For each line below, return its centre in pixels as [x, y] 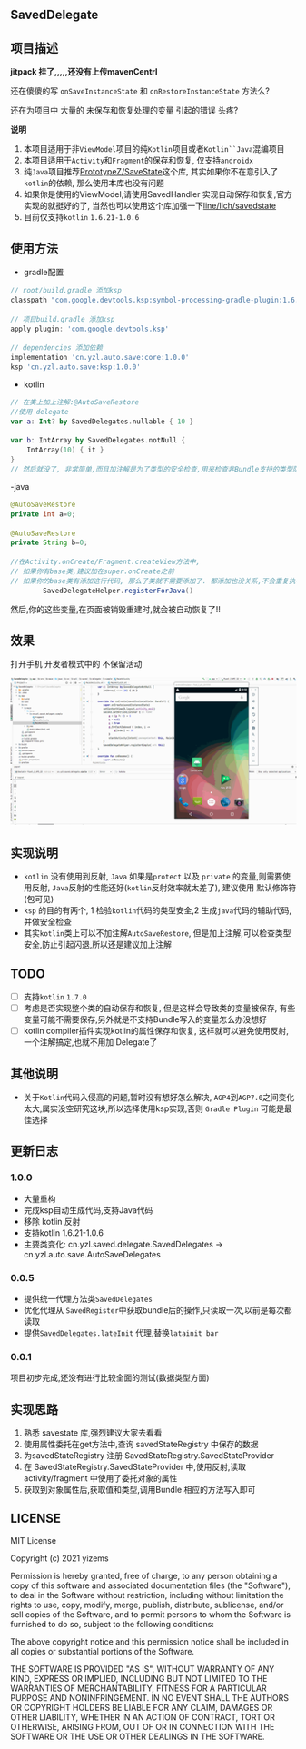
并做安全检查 [47, 922]
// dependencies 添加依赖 [57, 348]
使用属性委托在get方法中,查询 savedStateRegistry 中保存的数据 [141, 1445]
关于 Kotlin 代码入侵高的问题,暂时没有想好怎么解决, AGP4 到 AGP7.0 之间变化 [159, 1097]
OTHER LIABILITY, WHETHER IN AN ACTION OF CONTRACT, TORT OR [143, 1717]
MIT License [34, 1540]
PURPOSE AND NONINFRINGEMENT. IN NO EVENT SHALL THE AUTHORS [150, 1697]
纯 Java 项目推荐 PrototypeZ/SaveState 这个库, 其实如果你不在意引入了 [151, 172]
